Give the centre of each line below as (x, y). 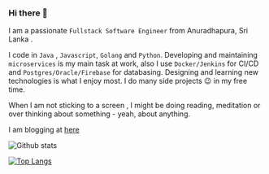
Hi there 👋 (28, 13)
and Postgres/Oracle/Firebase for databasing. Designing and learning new (133, 72)
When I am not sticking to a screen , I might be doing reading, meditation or (134, 106)
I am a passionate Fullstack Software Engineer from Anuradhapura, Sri (128, 31)
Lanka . (21, 39)
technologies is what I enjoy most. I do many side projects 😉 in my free (128, 81)
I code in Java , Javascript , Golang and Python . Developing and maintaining (133, 55)
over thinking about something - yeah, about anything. (100, 114)
